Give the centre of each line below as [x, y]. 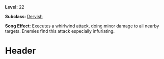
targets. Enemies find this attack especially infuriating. [60, 31]
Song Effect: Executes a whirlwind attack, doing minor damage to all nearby [82, 26]
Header [20, 51]
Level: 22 [15, 7]
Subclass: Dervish [24, 16]
